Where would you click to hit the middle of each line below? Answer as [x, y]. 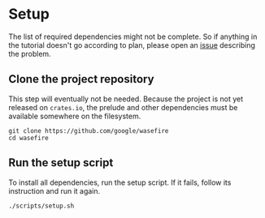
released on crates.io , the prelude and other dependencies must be [123, 107]
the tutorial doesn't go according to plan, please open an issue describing [132, 45]
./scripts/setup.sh [41, 206]
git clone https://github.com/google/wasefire [89, 130]
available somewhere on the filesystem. [75, 116]
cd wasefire [28, 138]
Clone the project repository [81, 79]
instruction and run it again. [54, 190]
